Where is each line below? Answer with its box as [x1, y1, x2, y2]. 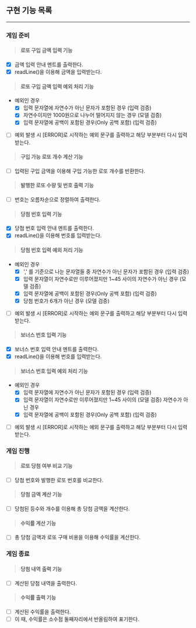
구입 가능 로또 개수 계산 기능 [20, 153, 83, 160]
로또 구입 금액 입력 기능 [20, 47, 73, 54]
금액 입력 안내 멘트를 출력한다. [14, 61, 83, 68]
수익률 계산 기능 [20, 520, 57, 527]
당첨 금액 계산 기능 [20, 491, 62, 498]
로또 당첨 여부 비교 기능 [20, 462, 73, 469]
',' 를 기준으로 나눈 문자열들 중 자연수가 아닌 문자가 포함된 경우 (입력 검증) [23, 268, 190, 275]
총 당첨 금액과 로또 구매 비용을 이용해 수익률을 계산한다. [14, 534, 141, 541]
